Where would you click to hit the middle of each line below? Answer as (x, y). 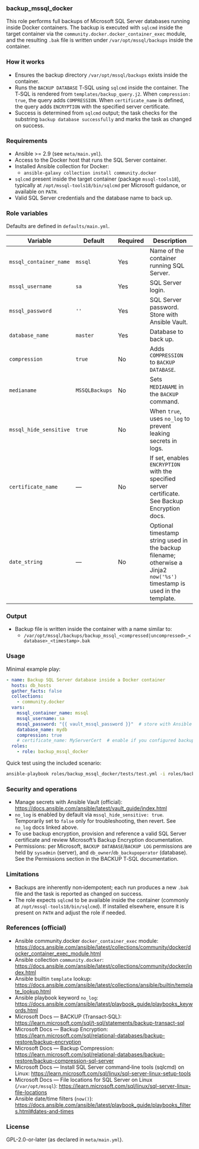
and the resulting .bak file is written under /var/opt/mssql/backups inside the (99, 40)
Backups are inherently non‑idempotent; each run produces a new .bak (102, 887)
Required (131, 241)
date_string (26, 562)
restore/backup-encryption (48, 1041)
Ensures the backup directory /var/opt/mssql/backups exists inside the (101, 75)
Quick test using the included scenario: (54, 763)
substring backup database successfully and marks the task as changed (103, 119)
